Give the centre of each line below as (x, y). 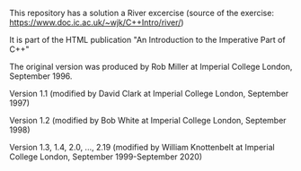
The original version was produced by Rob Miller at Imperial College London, (151, 67)
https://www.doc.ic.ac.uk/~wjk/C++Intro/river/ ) (97, 22)
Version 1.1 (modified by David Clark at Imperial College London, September (149, 94)
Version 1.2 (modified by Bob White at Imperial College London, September (148, 120)
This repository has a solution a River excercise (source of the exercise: (142, 13)
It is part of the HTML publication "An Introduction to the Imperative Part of (147, 40)
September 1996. (41, 76)
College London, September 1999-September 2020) (106, 157)
